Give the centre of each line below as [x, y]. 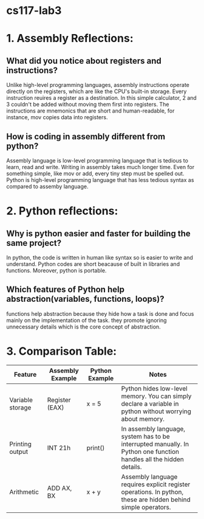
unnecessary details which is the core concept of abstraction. [83, 327]
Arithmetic [24, 492]
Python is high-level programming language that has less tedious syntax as [100, 180]
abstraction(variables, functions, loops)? [86, 299]
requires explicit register [156, 484]
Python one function [150, 451]
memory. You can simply [156, 396]
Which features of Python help [65, 290]
